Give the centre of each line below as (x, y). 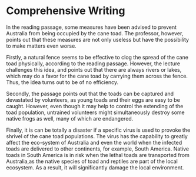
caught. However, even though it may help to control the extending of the (95, 106)
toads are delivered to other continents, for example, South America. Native (98, 149)
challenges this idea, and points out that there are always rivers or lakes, (94, 69)
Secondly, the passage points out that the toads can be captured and (90, 93)
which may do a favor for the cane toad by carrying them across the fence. (97, 76)
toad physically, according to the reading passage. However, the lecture (93, 64)
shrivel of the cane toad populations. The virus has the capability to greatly (97, 136)
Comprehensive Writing (66, 11)
